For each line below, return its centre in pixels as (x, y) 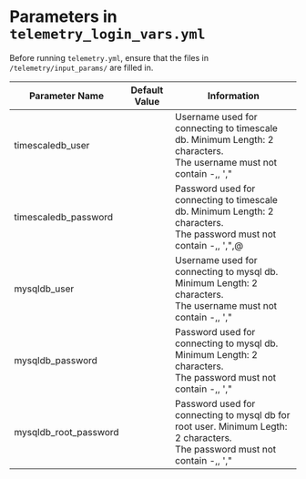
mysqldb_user (44, 289)
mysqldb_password (56, 360)
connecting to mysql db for (232, 414)
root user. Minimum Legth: (231, 426)
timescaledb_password (64, 217)
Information (234, 96)
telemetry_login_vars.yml (107, 34)
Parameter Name (66, 96)
